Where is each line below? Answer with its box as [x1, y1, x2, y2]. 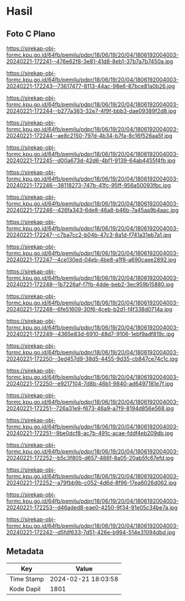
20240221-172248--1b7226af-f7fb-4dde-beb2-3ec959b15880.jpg [6, 281, 174, 288]
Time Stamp [9, 575, 45, 583]
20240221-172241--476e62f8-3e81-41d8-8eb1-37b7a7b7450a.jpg [6, 58, 173, 65]
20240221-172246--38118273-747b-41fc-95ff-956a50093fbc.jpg [6, 182, 171, 189]
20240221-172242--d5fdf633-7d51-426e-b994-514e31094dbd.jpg [6, 529, 176, 536]
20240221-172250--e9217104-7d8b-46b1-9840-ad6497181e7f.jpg [6, 380, 173, 387]
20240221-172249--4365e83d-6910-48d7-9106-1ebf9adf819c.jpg [6, 331, 175, 337]
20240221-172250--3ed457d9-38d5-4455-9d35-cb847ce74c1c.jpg [6, 355, 178, 362]
